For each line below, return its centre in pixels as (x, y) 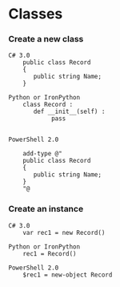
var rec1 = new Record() (64, 232)
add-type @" (42, 154)
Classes (36, 14)
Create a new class (46, 39)
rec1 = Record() (50, 253)
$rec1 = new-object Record (68, 275)
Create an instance (46, 209)
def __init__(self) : (69, 112)
